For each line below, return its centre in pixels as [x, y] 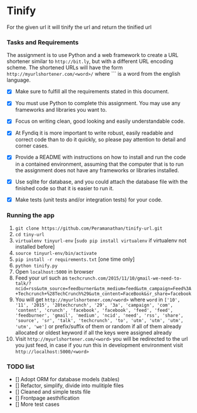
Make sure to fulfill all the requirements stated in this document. [92, 92]
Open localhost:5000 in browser [55, 271]
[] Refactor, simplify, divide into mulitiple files [69, 385]
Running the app [31, 215]
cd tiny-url [30, 234]
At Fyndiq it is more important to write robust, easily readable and [94, 133]
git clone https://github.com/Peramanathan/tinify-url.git [89, 228]
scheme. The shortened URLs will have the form [65, 68]
